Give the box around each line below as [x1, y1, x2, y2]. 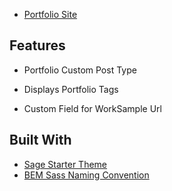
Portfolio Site [23, 9, 78, 20]
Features [9, 37, 66, 54]
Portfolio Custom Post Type [23, 64, 137, 76]
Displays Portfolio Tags [23, 83, 119, 95]
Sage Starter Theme [23, 158, 108, 170]
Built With [9, 132, 72, 149]
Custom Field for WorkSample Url [23, 102, 162, 114]
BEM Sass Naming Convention [23, 169, 150, 181]
